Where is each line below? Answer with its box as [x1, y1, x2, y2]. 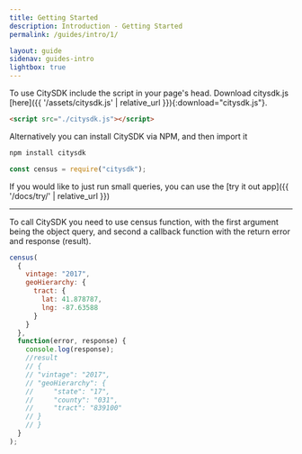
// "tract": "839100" [25, 404, 123, 413]
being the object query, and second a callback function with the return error [9, 226, 290, 237]
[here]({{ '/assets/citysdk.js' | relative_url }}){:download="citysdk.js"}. [9, 97, 268, 108]
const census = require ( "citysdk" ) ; [9, 164, 147, 174]
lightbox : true [9, 63, 67, 72]
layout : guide [9, 46, 63, 55]
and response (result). [9, 235, 92, 246]
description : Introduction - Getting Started [9, 22, 182, 31]
